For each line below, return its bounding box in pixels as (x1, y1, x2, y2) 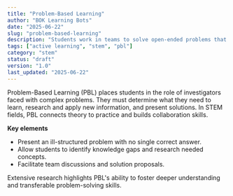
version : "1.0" (7, 62, 52, 69)
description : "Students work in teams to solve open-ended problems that (7, 36, 227, 43)
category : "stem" (7, 50, 58, 57)
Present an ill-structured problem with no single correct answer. (17, 137, 202, 146)
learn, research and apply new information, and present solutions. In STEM (7, 103, 223, 111)
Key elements (7, 124, 48, 132)
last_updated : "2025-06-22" (7, 69, 90, 76)
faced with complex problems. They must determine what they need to (7, 95, 211, 104)
